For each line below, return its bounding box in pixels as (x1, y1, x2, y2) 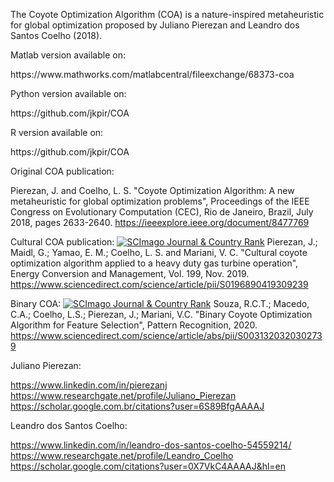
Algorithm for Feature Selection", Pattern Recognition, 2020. (10, 319, 258, 331)
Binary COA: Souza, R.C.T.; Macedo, (10, 298, 310, 309)
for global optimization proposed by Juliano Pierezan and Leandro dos (10, 19, 300, 31)
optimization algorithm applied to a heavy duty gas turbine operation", (10, 257, 299, 269)
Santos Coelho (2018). (10, 30, 103, 41)
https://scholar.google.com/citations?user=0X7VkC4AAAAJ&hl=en (10, 460, 287, 472)
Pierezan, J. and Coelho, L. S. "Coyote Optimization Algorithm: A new (10, 185, 295, 196)
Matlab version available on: (10, 49, 126, 61)
